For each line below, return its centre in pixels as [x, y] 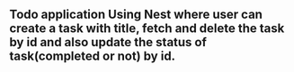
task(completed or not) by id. [93, 56]
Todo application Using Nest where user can [136, 15]
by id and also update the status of [108, 42]
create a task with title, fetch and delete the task [147, 29]
